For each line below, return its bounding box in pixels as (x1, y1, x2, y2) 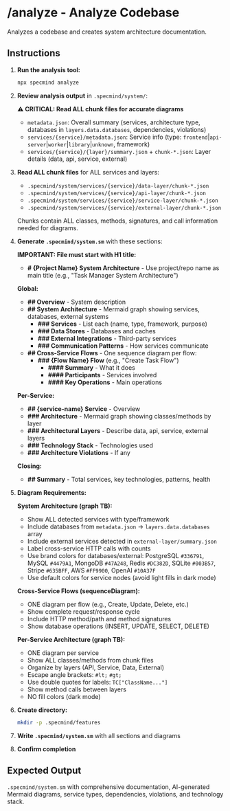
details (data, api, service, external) (27, 155, 128, 163)
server (27, 141, 47, 148)
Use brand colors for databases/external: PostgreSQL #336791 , (27, 551, 205, 559)
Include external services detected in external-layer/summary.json (27, 537, 218, 545)
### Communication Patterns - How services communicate (37, 342, 209, 350)
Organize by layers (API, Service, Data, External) (27, 663, 165, 671)
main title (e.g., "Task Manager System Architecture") (27, 271, 179, 279)
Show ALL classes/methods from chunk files (27, 656, 154, 664)
